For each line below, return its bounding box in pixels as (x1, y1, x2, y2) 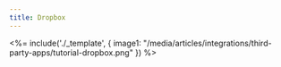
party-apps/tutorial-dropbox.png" (9, 46, 134, 58)
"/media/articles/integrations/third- (142, 38, 272, 48)
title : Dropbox (9, 13, 66, 22)
